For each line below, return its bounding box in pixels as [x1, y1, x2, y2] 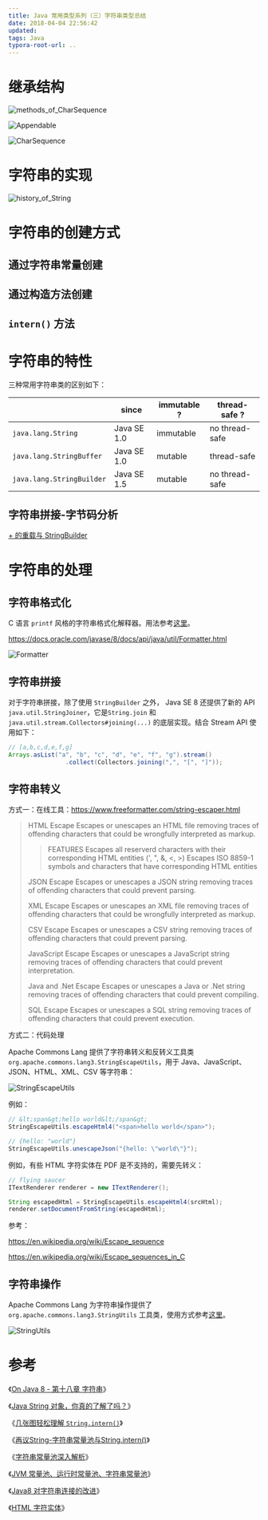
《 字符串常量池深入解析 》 [8, 1452, 93, 1462]
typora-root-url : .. [8, 41, 77, 49]
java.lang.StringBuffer [12, 452, 103, 461]
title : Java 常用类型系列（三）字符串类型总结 [8, 11, 147, 20]
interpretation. [27, 966, 75, 976]
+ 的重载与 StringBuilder [8, 531, 88, 540]
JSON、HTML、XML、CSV [8, 1067, 98, 1077]
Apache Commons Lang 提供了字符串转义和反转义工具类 [8, 1047, 195, 1057]
